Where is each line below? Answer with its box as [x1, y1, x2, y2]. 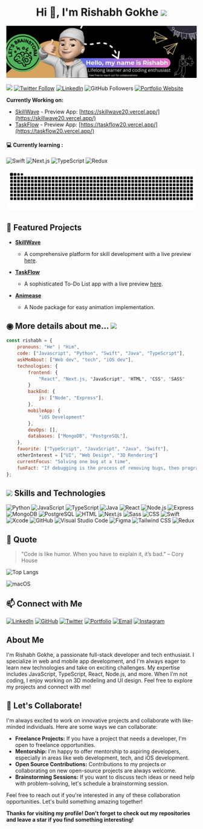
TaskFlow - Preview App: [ [14, 121, 81, 128]
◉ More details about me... [6, 321, 109, 331]
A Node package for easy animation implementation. [24, 303, 155, 310]
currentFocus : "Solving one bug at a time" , [17, 458, 131, 464]
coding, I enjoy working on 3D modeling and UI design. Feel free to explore [6, 676, 193, 684]
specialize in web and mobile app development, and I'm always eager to [6, 658, 186, 665]
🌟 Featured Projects [6, 223, 82, 233]
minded [6, 723, 25, 730]
